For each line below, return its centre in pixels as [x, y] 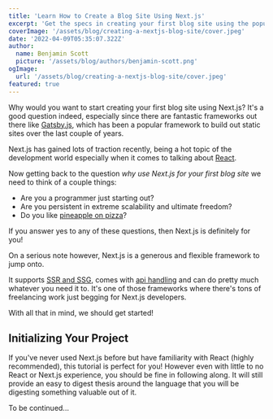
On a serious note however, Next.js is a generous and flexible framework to [134, 255]
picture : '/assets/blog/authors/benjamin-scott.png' [107, 62]
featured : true [34, 84]
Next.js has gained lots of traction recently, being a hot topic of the [120, 149]
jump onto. [26, 264]
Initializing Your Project [68, 338]
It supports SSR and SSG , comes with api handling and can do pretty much [134, 279]
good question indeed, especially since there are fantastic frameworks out [133, 116]
